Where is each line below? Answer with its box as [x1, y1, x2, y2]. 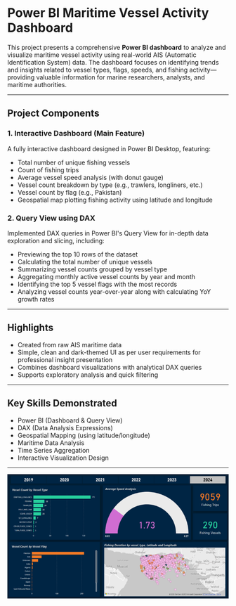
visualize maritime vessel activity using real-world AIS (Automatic [7, 51, 197, 59]
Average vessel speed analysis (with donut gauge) [17, 173, 164, 181]
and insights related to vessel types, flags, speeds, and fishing [7, 65, 188, 74]
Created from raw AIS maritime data [17, 340, 122, 349]
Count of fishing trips [17, 165, 79, 174]
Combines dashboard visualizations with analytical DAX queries [17, 363, 202, 371]
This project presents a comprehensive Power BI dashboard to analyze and [7, 43, 226, 51]
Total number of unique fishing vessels [17, 158, 131, 167]
